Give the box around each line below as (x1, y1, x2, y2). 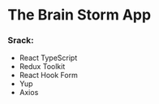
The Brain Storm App (7, 6, 152, 24)
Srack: (7, 35, 34, 46)
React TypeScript (19, 53, 78, 63)
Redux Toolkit (19, 62, 66, 71)
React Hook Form (19, 71, 78, 80)
